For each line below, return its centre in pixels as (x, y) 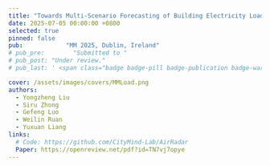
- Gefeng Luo (37, 112)
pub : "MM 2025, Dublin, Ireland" (84, 46)
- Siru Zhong (37, 105)
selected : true (34, 30)
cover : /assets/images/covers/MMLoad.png (79, 82)
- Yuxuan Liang (41, 128)
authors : (23, 90)
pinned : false (32, 38)
